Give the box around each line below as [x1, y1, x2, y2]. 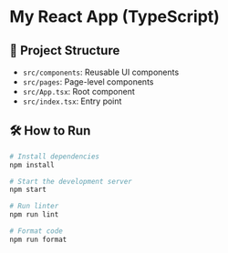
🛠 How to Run [9, 123, 91, 138]
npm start [9, 185, 47, 195]
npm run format [9, 235, 67, 244]
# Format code [9, 227, 64, 236]
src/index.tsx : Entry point [22, 96, 122, 106]
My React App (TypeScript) [9, 6, 221, 27]
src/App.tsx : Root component [22, 86, 135, 96]
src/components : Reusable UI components [22, 66, 180, 77]
